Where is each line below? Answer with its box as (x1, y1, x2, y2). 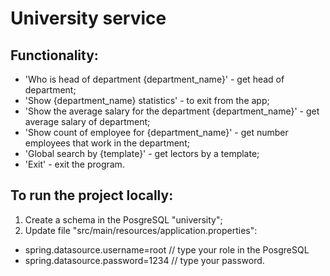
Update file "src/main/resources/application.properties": (24, 224, 258, 236)
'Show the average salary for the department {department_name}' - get (24, 105, 320, 117)
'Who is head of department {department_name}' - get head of (24, 73, 285, 85)
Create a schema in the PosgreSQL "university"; (24, 213, 223, 226)
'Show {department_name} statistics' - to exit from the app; (24, 95, 270, 106)
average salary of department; (24, 116, 151, 127)
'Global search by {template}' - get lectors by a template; (24, 148, 260, 159)
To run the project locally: (10, 187, 174, 204)
